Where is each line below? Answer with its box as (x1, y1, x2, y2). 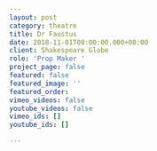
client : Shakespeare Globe (9, 46, 109, 55)
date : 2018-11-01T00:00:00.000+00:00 (9, 37, 149, 47)
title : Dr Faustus (9, 29, 77, 38)
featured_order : (9, 87, 69, 96)
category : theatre (9, 21, 77, 30)
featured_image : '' (9, 79, 82, 88)
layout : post (9, 12, 58, 22)
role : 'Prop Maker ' (9, 54, 86, 63)
